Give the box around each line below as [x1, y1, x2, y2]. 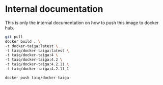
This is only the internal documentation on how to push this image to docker [5, 20, 159, 26]
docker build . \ [5, 39, 41, 44]
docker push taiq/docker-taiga [5, 75, 69, 80]
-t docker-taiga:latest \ [5, 43, 58, 49]
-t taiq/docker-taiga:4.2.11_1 [5, 66, 69, 72]
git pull [5, 34, 23, 39]
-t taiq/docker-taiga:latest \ [5, 48, 69, 53]
